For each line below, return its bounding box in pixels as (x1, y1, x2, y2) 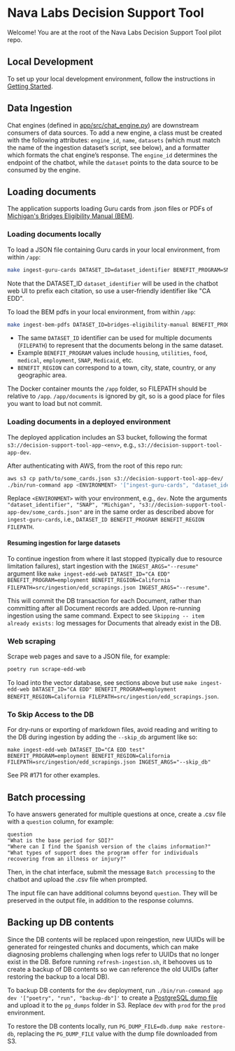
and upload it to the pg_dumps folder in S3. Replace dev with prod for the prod (7, 1001, 226, 1009)
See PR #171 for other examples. (7, 771, 100, 780)
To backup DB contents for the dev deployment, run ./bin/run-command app (7, 986, 223, 994)
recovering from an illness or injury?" (7, 855, 127, 862)
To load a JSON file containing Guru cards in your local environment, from (7, 245, 220, 254)
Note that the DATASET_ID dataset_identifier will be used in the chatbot (7, 279, 218, 287)
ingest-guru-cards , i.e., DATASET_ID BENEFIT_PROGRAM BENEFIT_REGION (7, 515, 205, 524)
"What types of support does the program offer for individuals (7, 849, 199, 856)
